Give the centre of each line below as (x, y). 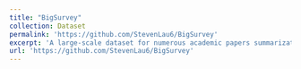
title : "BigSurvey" (46, 17)
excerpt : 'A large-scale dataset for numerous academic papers (130, 43)
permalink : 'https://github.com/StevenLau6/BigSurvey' (114, 34)
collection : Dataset (48, 26)
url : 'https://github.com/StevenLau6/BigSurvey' (102, 51)
